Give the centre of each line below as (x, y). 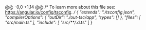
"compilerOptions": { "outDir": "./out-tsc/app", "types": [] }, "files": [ (73, 17)
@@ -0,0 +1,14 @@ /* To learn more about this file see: (60, 7)
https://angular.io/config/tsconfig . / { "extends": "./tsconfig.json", (70, 12)
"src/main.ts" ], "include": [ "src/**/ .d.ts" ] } (49, 22)
